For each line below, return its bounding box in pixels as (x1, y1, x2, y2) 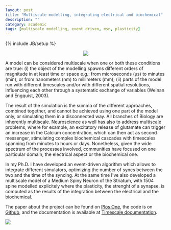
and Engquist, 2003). (5, 93, 50, 99)
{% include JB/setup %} (5, 40, 56, 47)
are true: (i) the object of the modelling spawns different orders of (5, 65, 144, 72)
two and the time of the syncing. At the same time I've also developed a (5, 172, 156, 178)
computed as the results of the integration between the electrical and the (5, 189, 159, 195)
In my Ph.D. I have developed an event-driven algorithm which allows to (5, 162, 156, 168)
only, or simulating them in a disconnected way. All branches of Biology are (5, 113, 163, 120)
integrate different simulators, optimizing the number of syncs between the (5, 167, 163, 173)
